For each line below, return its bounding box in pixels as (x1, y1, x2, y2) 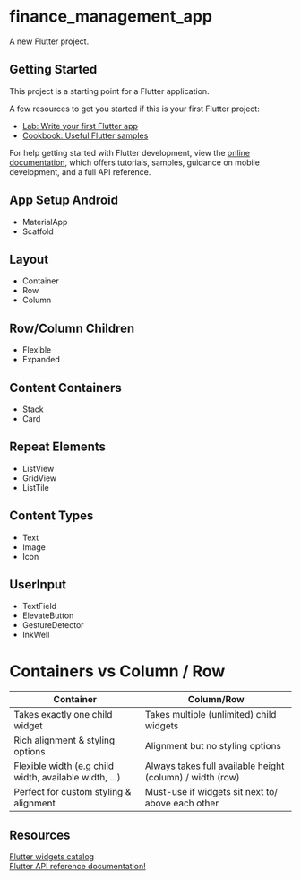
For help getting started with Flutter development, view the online (9, 147, 251, 158)
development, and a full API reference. (9, 166, 151, 177)
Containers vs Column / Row (9, 661, 226, 681)
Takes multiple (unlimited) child (144, 709, 277, 721)
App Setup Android (9, 193, 119, 208)
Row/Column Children (9, 320, 135, 335)
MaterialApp (21, 216, 68, 227)
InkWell (21, 630, 50, 640)
